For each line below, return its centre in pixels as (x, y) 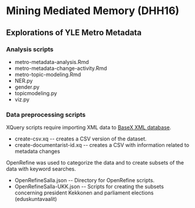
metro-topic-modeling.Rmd (48, 74)
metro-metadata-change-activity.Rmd (61, 68)
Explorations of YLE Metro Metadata (74, 33)
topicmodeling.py (36, 93)
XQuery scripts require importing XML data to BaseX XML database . (89, 128)
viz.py (22, 99)
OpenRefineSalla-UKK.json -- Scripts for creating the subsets (89, 187)
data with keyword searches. (41, 169)
